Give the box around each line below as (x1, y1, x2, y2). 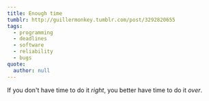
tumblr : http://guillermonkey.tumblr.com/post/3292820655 (7, 16, 176, 23)
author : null (13, 67, 51, 74)
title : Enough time (7, 10, 63, 17)
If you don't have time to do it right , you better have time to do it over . (7, 86, 203, 94)
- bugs (13, 55, 32, 61)
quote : (7, 61, 26, 68)
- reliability (13, 48, 53, 55)
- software (13, 42, 44, 48)
